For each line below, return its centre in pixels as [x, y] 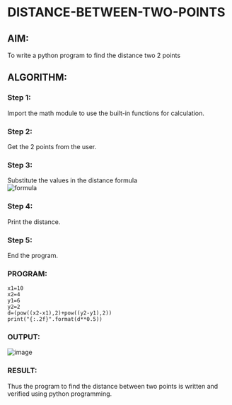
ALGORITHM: [37, 77]
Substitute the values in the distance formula [72, 180]
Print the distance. [34, 222]
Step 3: [20, 165]
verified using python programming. [60, 394]
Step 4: [20, 206]
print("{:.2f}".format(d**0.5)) [55, 319]
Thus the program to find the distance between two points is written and [113, 386]
